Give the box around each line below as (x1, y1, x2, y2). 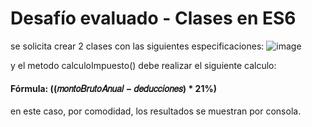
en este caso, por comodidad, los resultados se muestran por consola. (10, 105, 302, 117)
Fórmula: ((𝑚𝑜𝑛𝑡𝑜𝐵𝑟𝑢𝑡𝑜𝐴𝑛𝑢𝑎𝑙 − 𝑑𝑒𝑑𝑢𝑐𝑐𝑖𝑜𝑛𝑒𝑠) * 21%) (10, 82, 217, 94)
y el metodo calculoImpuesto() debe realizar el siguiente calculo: (10, 59, 277, 71)
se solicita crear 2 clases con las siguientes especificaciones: (10, 40, 265, 52)
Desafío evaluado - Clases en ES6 (10, 7, 297, 30)
